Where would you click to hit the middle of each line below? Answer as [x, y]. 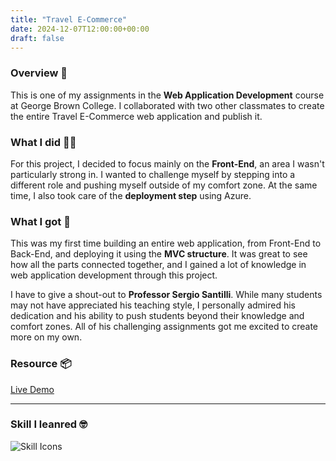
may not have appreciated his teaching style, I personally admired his [153, 305]
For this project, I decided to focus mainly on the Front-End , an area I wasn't [167, 163]
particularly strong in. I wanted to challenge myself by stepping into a [153, 174]
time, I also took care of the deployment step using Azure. [131, 195]
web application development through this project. [114, 275]
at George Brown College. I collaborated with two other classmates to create [167, 105]
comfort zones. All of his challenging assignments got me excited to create [164, 327]
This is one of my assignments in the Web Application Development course [167, 95]
